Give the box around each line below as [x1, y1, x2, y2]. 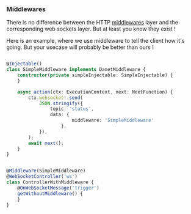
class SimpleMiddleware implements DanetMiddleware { [6, 67, 146, 73]
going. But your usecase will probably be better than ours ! [6, 43, 154, 51]
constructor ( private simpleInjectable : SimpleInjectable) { [17, 72, 173, 78]
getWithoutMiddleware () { [17, 190, 84, 197]
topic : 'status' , [49, 106, 95, 112]
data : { [49, 112, 70, 118]
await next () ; [28, 140, 64, 146]
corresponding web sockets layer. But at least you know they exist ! [6, 25, 176, 32]
